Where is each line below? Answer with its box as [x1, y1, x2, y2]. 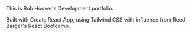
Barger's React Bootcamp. [6, 23, 70, 29]
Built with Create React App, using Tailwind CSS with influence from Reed [6, 16, 186, 23]
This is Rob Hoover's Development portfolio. [6, 5, 114, 12]
